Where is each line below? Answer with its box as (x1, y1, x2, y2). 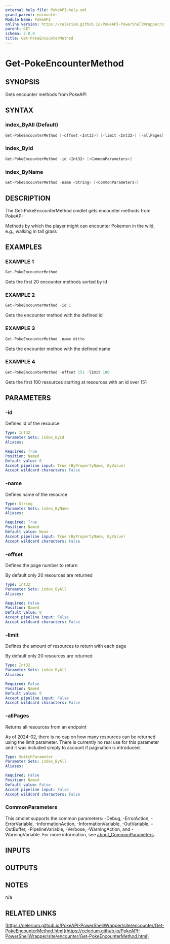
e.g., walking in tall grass (5, 228, 57, 234)
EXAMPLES (5, 242, 42, 251)
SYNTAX (5, 106, 34, 115)
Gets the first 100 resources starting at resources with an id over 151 (5, 379, 147, 385)
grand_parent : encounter (5, 12, 58, 17)
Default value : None (5, 529, 49, 534)
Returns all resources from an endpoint (5, 723, 87, 730)
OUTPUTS (5, 863, 38, 872)
